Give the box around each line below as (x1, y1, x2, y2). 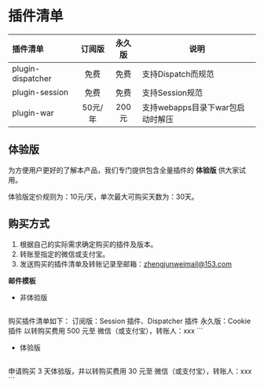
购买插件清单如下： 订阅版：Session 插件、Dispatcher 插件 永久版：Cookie (8, 316, 251, 325)
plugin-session (12, 86, 69, 97)
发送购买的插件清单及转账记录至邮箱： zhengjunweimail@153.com (19, 259, 232, 268)
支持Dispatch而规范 (141, 68, 214, 79)
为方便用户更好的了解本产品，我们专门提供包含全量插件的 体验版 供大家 (8, 165, 240, 175)
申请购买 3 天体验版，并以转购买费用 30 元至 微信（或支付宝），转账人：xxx (8, 366, 252, 376)
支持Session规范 (141, 87, 203, 98)
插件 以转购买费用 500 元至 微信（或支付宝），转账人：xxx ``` (8, 325, 204, 335)
